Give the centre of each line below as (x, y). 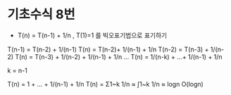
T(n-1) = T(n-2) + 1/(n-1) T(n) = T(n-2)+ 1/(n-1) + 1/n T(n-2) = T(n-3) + (108, 49)
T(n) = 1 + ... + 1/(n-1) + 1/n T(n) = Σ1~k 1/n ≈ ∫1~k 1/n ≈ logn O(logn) (106, 84)
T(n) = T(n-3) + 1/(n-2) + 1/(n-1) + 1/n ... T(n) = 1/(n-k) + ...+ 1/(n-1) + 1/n (119, 56)
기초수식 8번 (41, 14)
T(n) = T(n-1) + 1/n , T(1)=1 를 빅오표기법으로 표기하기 (92, 35)
